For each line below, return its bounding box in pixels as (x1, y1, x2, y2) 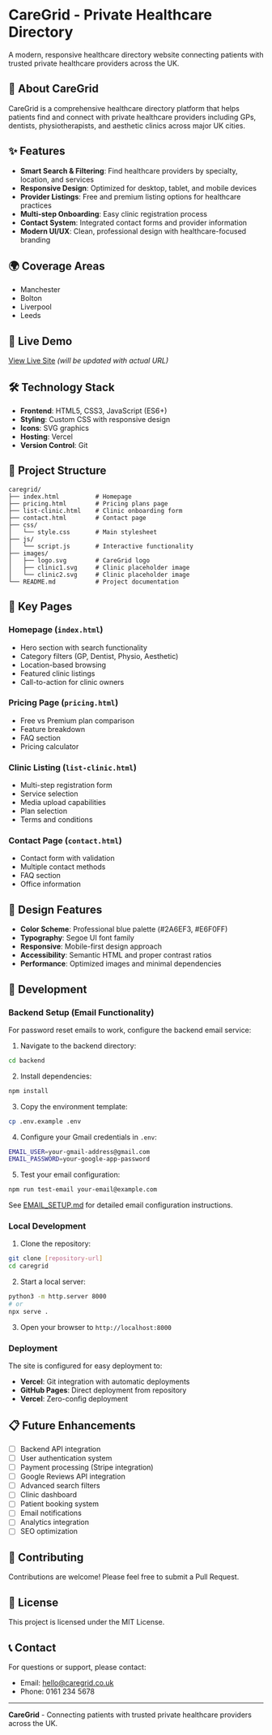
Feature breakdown (19, 724, 86, 734)
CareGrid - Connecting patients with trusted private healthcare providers (8, 1710, 253, 1720)
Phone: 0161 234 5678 (19, 1686, 96, 1696)
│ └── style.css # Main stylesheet (8, 527, 158, 536)
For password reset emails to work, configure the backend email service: (8, 1025, 252, 1035)
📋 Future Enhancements (8, 1419, 136, 1432)
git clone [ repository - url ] (8, 1255, 104, 1263)
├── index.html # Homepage (8, 493, 132, 501)
